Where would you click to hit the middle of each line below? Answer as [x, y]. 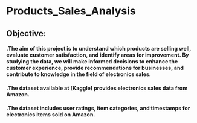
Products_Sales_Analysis [71, 11]
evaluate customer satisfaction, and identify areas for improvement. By [98, 55]
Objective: [26, 33]
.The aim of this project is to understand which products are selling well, [99, 49]
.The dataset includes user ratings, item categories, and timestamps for [98, 108]
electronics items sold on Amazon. [51, 115]
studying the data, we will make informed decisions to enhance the [92, 61]
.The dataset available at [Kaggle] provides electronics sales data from [97, 88]
